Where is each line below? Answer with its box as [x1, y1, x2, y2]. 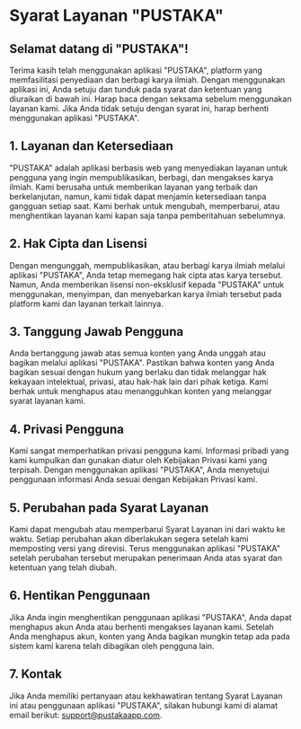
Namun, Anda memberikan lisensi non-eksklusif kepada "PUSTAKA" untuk [9, 279, 285, 290]
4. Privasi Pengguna [9, 421, 124, 436]
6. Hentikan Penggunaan [9, 588, 151, 603]
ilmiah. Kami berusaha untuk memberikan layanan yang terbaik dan [9, 181, 258, 192]
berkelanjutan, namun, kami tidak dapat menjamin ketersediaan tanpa [9, 190, 267, 202]
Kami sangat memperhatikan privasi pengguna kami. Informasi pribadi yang [9, 445, 289, 456]
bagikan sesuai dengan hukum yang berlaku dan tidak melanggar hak [9, 367, 267, 378]
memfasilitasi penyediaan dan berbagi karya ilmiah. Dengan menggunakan [9, 75, 286, 85]
